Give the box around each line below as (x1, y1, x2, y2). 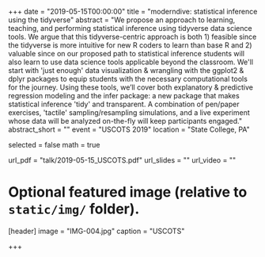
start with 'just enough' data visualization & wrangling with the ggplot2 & (8, 66, 244, 75)
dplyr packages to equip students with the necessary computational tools (8, 75, 248, 83)
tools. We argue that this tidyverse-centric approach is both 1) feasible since (8, 32, 257, 41)
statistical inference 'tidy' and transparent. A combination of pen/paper (8, 99, 240, 109)
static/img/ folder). (8, 200, 140, 218)
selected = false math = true (8, 140, 100, 149)
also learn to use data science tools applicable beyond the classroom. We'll (8, 57, 254, 67)
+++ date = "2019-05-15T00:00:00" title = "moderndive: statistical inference (8, 7, 258, 16)
